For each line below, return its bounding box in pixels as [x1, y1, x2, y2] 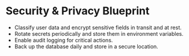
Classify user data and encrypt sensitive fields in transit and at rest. [14, 24, 182, 31]
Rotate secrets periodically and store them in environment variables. [14, 30, 184, 37]
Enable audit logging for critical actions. [14, 36, 113, 43]
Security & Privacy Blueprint [5, 4, 150, 18]
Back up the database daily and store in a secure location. [14, 43, 159, 50]
